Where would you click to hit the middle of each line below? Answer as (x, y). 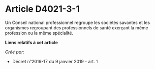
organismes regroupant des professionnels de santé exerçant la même (77, 27)
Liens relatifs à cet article (31, 42)
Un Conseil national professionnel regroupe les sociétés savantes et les (77, 23)
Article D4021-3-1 (43, 9)
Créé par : (15, 52)
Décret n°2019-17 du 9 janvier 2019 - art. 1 (55, 61)
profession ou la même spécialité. (39, 33)
